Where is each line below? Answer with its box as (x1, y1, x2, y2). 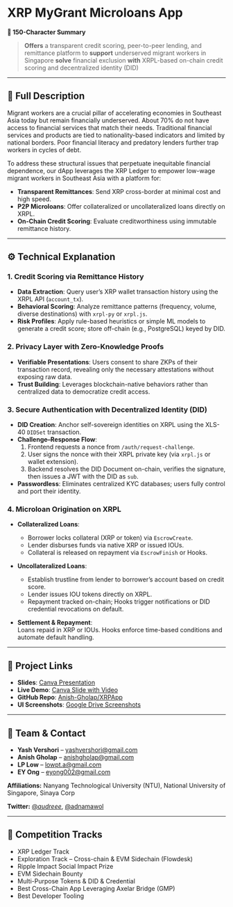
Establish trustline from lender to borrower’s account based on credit (27, 575, 225, 584)
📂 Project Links (7, 659, 74, 672)
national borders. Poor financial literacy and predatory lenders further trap (7, 138, 219, 147)
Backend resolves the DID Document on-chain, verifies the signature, (27, 465, 226, 474)
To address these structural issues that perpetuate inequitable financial (7, 159, 211, 168)
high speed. (17, 195, 52, 203)
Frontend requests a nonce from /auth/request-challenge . (27, 443, 196, 451)
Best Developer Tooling (17, 892, 85, 900)
